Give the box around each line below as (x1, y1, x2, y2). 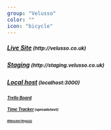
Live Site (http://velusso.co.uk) (7, 44, 86, 52)
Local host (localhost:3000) (7, 78, 80, 86)
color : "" (7, 16, 35, 23)
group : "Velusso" (7, 10, 57, 17)
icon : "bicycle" (7, 22, 53, 29)
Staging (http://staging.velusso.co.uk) (7, 61, 105, 69)
